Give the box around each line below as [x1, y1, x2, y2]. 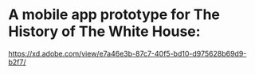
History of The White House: [8, 22, 201, 41]
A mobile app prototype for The [8, 6, 221, 24]
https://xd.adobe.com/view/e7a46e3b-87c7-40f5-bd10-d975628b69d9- [8, 49, 247, 58]
